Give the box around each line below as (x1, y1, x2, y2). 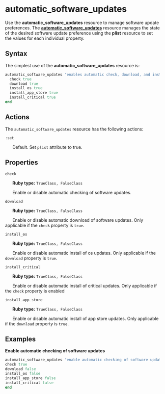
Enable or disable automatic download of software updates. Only (12, 217, 143, 223)
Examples (5, 335, 36, 343)
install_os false (5, 371, 41, 376)
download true (9, 81, 38, 86)
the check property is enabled (5, 288, 65, 294)
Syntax (5, 50, 27, 58)
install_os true (9, 86, 43, 91)
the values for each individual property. (5, 35, 84, 41)
